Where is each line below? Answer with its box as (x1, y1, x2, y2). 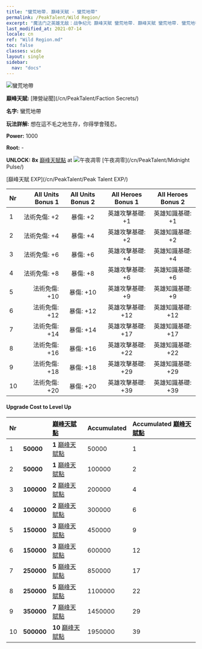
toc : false (6, 43, 34, 49)
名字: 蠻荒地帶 (6, 108, 41, 115)
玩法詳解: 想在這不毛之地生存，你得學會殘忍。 (6, 120, 120, 128)
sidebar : (6, 59, 28, 65)
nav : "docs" (11, 64, 42, 71)
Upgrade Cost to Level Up (6, 403, 72, 410)
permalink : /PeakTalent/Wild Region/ (6, 14, 101, 20)
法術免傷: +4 (23, 232, 59, 240)
